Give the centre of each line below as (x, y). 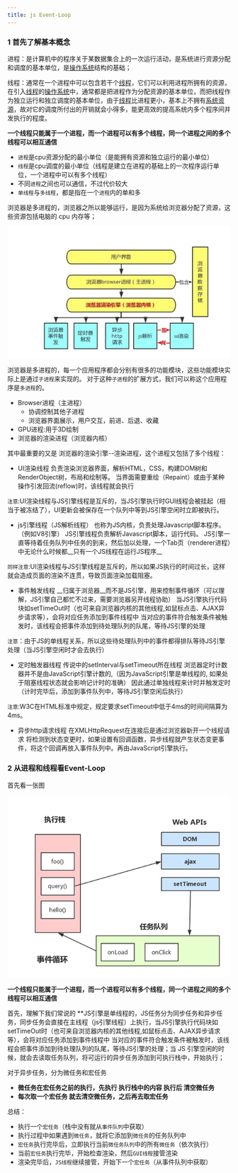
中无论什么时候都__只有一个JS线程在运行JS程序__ (90, 552)
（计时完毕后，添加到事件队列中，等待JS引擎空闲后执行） (102, 691)
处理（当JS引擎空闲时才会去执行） (58, 650)
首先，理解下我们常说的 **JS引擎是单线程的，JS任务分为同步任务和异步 (112, 1014)
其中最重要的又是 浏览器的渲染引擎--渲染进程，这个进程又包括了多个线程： (117, 453)
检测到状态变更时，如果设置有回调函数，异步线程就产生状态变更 (125, 739)
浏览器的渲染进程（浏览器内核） (64, 438)
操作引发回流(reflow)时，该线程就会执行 (76, 486)
